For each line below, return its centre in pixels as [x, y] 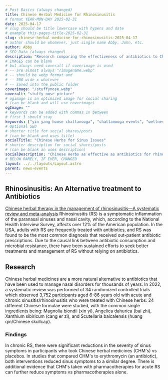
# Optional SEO [21, 126]
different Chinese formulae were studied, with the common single [72, 306]
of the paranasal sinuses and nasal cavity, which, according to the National [82, 219]
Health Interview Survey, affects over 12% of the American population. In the [84, 225]
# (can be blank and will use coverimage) [50, 103]
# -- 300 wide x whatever [32, 80]
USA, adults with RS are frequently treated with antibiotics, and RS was [78, 230]
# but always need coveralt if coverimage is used [59, 66]
